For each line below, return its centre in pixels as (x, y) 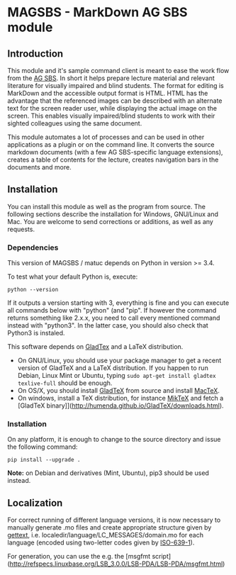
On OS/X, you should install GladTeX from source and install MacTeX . (118, 391)
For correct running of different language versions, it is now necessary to (114, 520)
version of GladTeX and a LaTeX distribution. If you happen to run (113, 368)
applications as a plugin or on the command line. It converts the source (111, 145)
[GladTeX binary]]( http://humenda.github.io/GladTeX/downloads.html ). (121, 406)
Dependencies (33, 247)
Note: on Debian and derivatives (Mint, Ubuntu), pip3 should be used (108, 473)
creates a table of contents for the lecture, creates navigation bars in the (113, 160)
